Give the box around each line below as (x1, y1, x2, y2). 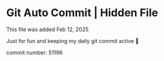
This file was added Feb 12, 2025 (6, 26, 89, 33)
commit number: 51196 (6, 48, 63, 56)
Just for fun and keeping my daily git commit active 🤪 (6, 37, 139, 44)
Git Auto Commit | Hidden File (6, 6, 159, 20)
